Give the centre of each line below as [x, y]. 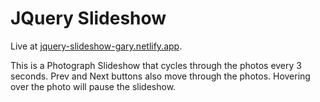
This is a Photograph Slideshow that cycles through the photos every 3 [156, 65]
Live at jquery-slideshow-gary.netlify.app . [96, 46]
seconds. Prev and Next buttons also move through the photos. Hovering [160, 76]
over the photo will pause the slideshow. [93, 86]
